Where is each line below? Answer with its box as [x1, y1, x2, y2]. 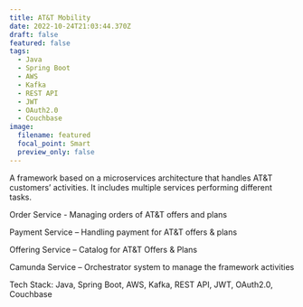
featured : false [9, 38, 71, 48]
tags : [9, 47, 30, 56]
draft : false [9, 30, 59, 39]
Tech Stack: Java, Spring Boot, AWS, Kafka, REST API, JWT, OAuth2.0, [9, 279, 273, 290]
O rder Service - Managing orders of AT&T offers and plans [9, 209, 228, 219]
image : [9, 123, 34, 132]
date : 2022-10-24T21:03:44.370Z [9, 22, 131, 31]
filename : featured [17, 131, 91, 140]
